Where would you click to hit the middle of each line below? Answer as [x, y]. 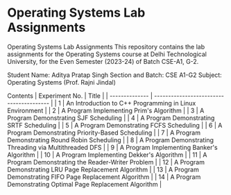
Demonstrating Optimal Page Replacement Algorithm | [84, 184]
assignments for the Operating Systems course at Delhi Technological [107, 54]
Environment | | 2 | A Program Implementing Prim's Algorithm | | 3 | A [106, 110]
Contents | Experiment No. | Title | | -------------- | [80, 96]
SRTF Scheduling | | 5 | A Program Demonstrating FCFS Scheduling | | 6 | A [115, 125]
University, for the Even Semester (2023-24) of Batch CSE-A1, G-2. [103, 61]
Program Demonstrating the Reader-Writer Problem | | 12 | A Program [106, 162]
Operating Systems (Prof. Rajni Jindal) [61, 82]
